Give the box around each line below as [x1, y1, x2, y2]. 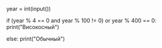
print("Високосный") [6, 24, 59, 30]
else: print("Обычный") [6, 35, 65, 42]
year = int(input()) [6, 5, 51, 12]
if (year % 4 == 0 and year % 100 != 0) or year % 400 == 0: [6, 17, 157, 24]
